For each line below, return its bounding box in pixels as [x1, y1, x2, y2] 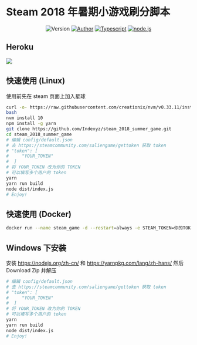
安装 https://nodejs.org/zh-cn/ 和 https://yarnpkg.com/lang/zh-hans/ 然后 [6, 259, 184, 266]
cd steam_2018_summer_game [6, 131, 72, 137]
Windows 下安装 [6, 243, 66, 253]
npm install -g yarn [6, 121, 57, 127]
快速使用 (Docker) [6, 209, 72, 219]
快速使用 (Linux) [6, 76, 66, 86]
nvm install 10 [6, 115, 43, 121]
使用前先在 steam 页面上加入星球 [6, 92, 86, 100]
